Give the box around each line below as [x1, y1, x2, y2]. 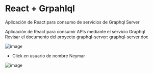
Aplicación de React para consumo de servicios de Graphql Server [5, 19, 140, 25]
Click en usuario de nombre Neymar [12, 52, 85, 59]
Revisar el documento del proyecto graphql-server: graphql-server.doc [5, 34, 149, 40]
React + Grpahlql [5, 3, 75, 14]
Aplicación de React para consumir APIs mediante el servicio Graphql [5, 28, 146, 34]
